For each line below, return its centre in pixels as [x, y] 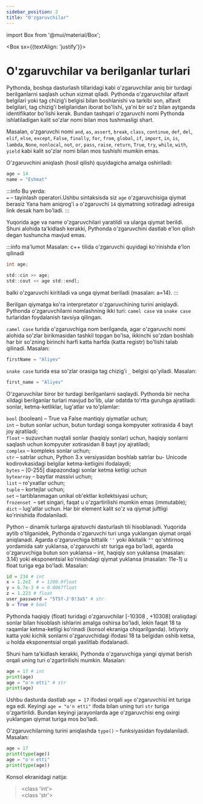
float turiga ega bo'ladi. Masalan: [47, 565]
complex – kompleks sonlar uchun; [48, 451]
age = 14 [17, 174]
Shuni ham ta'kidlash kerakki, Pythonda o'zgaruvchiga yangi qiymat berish [99, 654]
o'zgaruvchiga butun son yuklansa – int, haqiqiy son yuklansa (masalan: [96, 552]
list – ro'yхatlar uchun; [36, 483]
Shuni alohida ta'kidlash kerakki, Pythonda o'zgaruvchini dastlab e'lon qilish [101, 229]
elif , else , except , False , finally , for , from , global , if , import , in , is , [93, 138]
